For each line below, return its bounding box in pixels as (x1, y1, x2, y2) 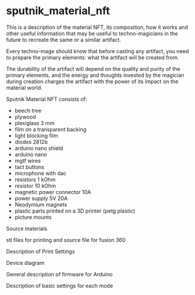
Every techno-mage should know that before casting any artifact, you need (6, 47, 189, 54)
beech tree (14, 107, 41, 114)
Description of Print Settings (6, 248, 75, 255)
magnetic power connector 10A (14, 188, 92, 195)
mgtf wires (14, 157, 41, 164)
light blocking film (14, 132, 58, 139)
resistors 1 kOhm (14, 176, 56, 183)
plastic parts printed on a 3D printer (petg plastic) (14, 207, 135, 214)
